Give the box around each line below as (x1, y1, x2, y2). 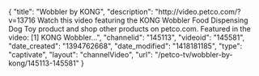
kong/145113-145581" (8, 58, 79, 68)
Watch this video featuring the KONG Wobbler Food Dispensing (37, 15, 248, 25)
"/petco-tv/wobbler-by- (155, 50, 233, 59)
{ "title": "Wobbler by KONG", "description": (8, 7, 154, 16)
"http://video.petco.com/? (155, 7, 241, 16)
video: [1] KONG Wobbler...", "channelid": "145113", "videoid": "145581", (8, 32, 245, 42)
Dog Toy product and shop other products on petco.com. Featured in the (8, 24, 251, 33)
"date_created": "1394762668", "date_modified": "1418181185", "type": (8, 41, 243, 51)
